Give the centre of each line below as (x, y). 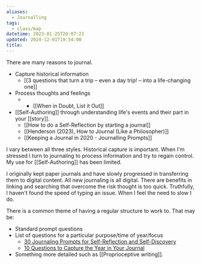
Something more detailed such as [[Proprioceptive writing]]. (89, 254)
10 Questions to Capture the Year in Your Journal (84, 248)
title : (14, 46)
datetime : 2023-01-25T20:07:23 (45, 34)
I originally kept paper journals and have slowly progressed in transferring (97, 173)
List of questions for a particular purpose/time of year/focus (89, 235)
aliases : (17, 12)
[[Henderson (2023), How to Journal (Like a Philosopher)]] (96, 131)
